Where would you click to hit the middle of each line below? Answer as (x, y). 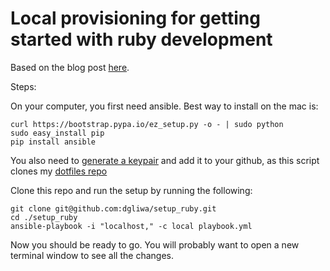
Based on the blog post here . (70, 67)
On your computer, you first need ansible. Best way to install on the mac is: (164, 106)
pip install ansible (53, 142)
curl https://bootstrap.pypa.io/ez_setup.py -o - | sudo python (147, 124)
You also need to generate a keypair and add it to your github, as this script (165, 160)
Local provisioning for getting (135, 18)
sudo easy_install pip (57, 133)
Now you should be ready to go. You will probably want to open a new (155, 244)
